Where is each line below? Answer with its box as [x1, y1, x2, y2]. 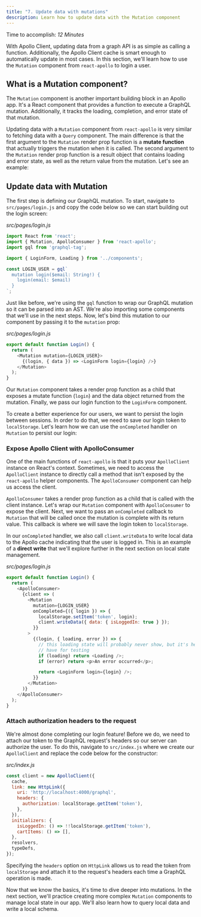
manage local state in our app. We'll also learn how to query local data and [6, 898, 190, 906]
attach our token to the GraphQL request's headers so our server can [6, 736, 177, 744]
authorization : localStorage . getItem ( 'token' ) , [22, 801, 144, 807]
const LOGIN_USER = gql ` [6, 266, 68, 272]
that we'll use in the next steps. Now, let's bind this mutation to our [6, 312, 170, 319]
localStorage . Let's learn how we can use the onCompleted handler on [6, 423, 178, 430]
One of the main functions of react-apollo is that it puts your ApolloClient [6, 458, 190, 465]
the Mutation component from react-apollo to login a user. [6, 61, 151, 69]
